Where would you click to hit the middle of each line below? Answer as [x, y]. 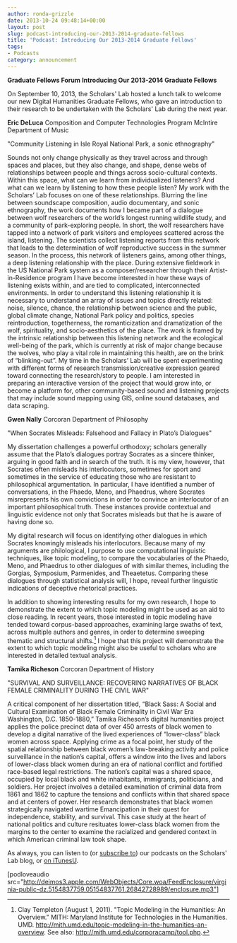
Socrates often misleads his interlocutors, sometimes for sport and [104, 469]
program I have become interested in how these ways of [129, 277]
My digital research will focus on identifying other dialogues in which [107, 536]
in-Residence [27, 277]
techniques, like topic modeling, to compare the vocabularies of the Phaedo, [118, 558]
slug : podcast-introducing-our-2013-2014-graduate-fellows [96, 34]
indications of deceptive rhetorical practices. [72, 588]
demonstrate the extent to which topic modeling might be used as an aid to [116, 609]
